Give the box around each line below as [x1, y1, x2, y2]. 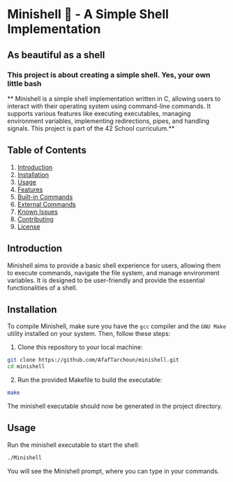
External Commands [17, 200, 76, 208]
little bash [7, 78, 42, 88]
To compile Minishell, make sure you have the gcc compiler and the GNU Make [7, 322, 227, 330]
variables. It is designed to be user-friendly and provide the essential [7, 276, 205, 284]
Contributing [17, 214, 54, 223]
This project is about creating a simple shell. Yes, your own [7, 70, 211, 80]
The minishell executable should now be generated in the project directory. [7, 402, 223, 410]
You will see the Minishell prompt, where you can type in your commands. [7, 467, 220, 475]
